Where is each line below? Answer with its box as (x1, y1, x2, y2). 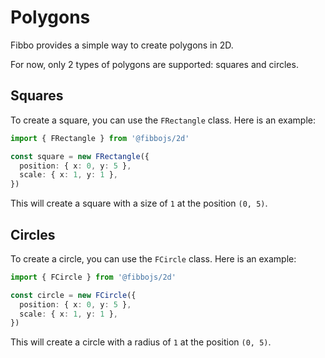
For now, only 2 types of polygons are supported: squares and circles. (10, 58, 299, 70)
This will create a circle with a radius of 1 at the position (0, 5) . (10, 336, 272, 348)
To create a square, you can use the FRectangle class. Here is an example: (10, 114, 317, 126)
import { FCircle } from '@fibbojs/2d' (10, 272, 177, 282)
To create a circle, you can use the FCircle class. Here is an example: (10, 252, 297, 265)
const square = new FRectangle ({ (10, 151, 150, 161)
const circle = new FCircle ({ (10, 290, 137, 300)
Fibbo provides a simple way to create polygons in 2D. (10, 39, 234, 51)
